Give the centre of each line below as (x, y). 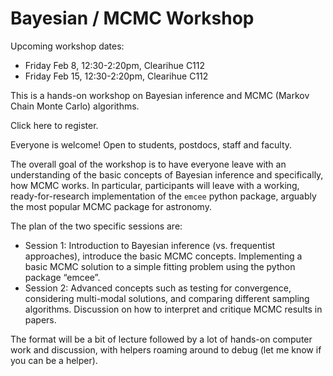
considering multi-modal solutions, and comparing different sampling (167, 298)
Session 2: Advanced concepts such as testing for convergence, (158, 288)
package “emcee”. (62, 277)
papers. (40, 319)
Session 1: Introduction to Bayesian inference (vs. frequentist (150, 245)
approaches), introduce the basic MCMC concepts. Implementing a (163, 256)
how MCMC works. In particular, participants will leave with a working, (155, 185)
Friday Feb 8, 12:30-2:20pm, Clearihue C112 (115, 65)
